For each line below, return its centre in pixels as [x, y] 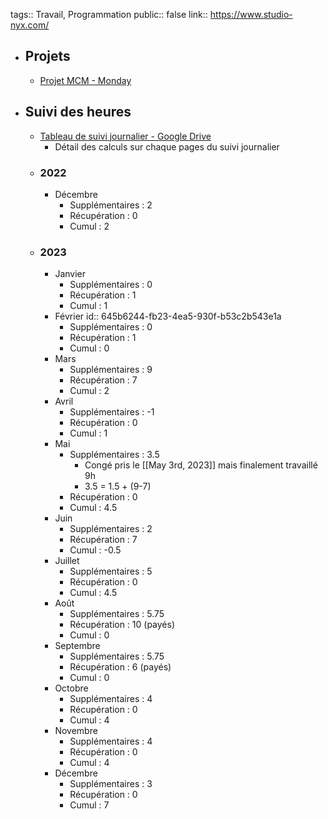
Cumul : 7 [89, 805]
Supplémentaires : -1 [112, 412]
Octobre [71, 688]
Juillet [67, 561]
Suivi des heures [78, 112]
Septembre [77, 646]
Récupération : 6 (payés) [120, 667]
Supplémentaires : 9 [111, 370]
